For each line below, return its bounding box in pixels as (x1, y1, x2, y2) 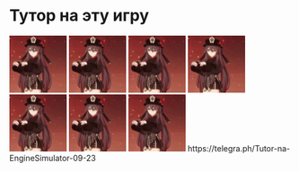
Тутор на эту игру (9, 5, 150, 26)
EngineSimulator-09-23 (9, 152, 96, 163)
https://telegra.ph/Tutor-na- (187, 142, 290, 153)
